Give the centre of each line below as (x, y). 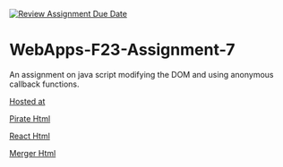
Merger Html (33, 153)
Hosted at (27, 101)
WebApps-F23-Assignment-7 (122, 50)
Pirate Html (30, 118)
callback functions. (44, 84)
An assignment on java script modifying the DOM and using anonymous (141, 74)
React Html (30, 136)
